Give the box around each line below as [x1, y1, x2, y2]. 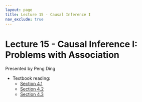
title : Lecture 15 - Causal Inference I [5, 12, 91, 17]
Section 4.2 [20, 86, 44, 92]
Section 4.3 [20, 91, 44, 97]
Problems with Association [5, 49, 119, 60]
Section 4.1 [20, 81, 43, 87]
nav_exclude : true [5, 17, 44, 22]
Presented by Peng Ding [5, 66, 56, 72]
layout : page [5, 7, 33, 13]
